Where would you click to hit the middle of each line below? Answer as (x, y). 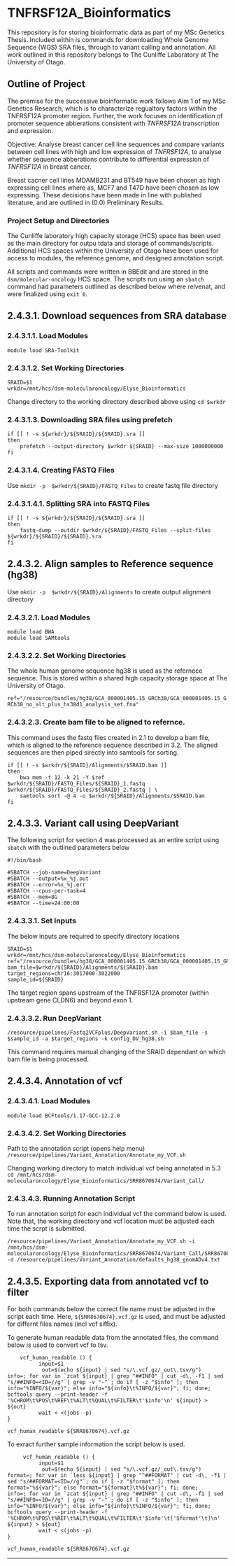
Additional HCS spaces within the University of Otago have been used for (113, 251)
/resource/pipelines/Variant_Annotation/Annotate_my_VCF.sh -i (101, 1242)
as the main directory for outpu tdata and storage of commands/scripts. (111, 244)
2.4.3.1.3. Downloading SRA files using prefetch (90, 419)
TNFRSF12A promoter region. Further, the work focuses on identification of (115, 116)
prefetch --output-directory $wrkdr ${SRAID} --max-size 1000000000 (122, 447)
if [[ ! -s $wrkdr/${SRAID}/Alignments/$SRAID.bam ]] (87, 765)
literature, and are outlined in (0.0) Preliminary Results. (86, 202)
